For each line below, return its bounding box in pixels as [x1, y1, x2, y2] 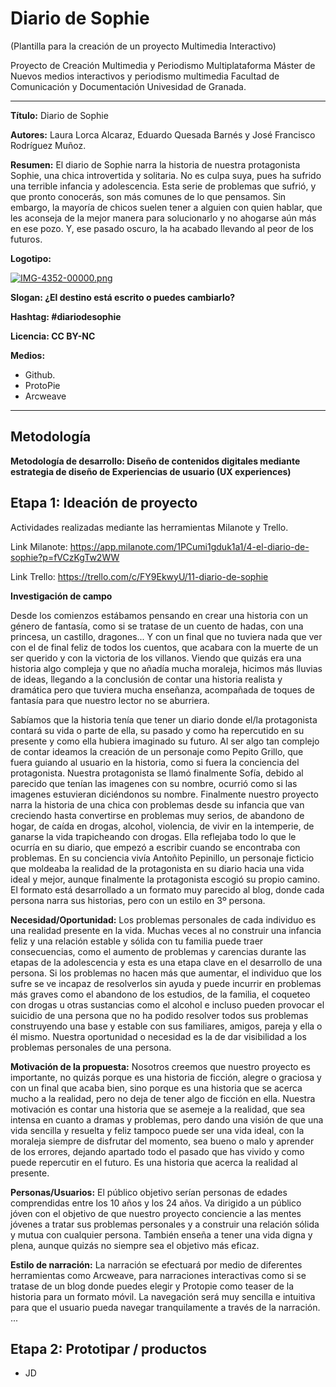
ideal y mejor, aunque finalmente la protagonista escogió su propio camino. [10, 873, 321, 885]
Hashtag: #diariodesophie [10, 310, 122, 322]
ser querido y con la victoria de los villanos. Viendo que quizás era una [10, 652, 302, 664]
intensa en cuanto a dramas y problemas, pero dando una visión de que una [10, 1113, 324, 1126]
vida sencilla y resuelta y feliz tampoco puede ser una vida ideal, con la [10, 1124, 305, 1136]
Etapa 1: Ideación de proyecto [10, 495, 198, 512]
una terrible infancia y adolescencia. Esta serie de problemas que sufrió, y [10, 180, 317, 192]
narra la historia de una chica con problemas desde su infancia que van [10, 798, 305, 811]
